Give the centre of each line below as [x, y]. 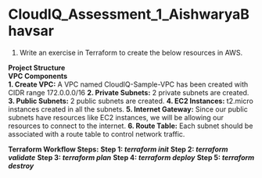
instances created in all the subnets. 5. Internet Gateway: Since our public [128, 109]
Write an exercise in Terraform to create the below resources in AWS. [131, 52]
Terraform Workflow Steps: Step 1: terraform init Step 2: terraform [118, 149]
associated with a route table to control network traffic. [97, 133]
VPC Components [38, 76]
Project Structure [37, 67]
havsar [31, 31]
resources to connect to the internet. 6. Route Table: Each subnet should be [131, 126]
